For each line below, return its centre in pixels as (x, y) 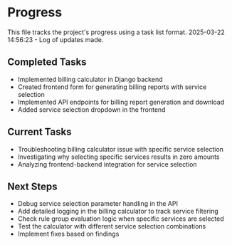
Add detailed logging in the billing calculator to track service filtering (118, 212)
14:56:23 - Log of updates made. (56, 39)
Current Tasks (39, 132)
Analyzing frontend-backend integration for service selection (107, 164)
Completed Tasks (47, 62)
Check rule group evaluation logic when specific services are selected (121, 219)
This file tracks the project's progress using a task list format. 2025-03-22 (116, 32)
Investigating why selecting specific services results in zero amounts (118, 157)
